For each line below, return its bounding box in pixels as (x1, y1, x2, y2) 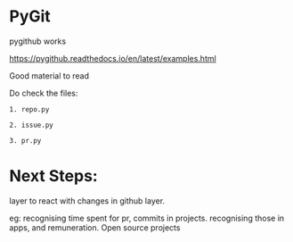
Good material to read (9, 70, 90, 81)
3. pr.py (9, 136, 42, 145)
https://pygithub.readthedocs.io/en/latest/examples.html (9, 53, 216, 63)
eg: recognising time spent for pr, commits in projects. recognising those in (9, 213, 285, 223)
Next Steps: (9, 166, 98, 187)
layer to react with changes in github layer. (9, 195, 166, 206)
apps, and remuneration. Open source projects (9, 221, 181, 233)
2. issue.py (9, 121, 53, 129)
